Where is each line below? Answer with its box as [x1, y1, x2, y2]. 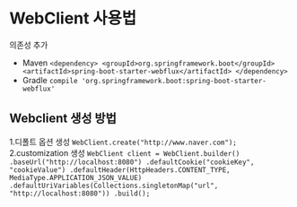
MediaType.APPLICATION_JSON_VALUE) [9, 173, 143, 182]
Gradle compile [22, 74, 78, 85]
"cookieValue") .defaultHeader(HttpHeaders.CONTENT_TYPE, [9, 165, 231, 175]
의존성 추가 [9, 39, 48, 50]
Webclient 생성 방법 [9, 111, 117, 126]
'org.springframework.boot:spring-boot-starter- [81, 76, 267, 85]
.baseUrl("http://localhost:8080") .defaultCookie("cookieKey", [9, 158, 255, 167]
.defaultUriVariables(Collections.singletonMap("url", [9, 181, 219, 190]
